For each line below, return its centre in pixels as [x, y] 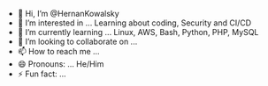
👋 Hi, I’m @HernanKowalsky [68, 14]
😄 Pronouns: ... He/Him [61, 64]
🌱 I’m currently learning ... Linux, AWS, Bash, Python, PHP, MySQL [138, 32]
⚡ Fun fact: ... [42, 74]
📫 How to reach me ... [58, 51]
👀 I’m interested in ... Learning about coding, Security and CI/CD [134, 23]
